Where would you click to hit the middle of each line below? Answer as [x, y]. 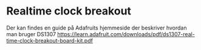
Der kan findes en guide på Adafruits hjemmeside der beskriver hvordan [97, 28]
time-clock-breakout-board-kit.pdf [49, 40]
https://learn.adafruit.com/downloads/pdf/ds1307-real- [126, 34]
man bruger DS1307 [31, 34]
